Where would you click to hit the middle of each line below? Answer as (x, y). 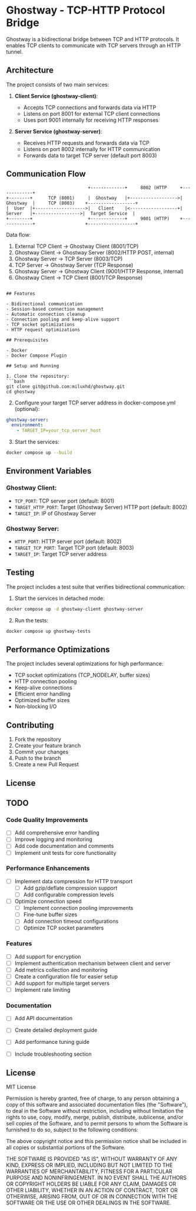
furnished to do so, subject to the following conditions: (72, 1130)
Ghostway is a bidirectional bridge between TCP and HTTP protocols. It (93, 39)
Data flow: (19, 234)
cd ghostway (21, 391)
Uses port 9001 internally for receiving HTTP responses (91, 120)
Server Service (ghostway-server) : (58, 131)
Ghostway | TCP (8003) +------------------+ (72, 203)
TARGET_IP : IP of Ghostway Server (55, 513)
